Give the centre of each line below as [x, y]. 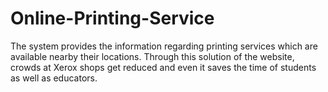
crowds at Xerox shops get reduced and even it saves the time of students [163, 67]
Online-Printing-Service [112, 18]
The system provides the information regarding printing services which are [164, 46]
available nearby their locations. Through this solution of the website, [152, 56]
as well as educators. [54, 78]
